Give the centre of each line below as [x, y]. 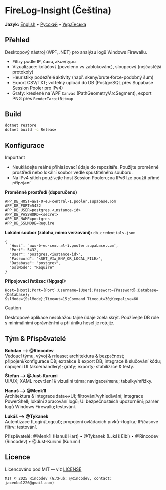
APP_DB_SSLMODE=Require [30, 223]
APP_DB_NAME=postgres [28, 219]
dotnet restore [21, 125]
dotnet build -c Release [31, 130]
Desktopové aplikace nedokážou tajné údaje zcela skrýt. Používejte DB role [82, 318]
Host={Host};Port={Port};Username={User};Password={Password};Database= [82, 290]
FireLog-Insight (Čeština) [58, 11]
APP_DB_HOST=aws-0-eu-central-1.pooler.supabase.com [61, 202]
